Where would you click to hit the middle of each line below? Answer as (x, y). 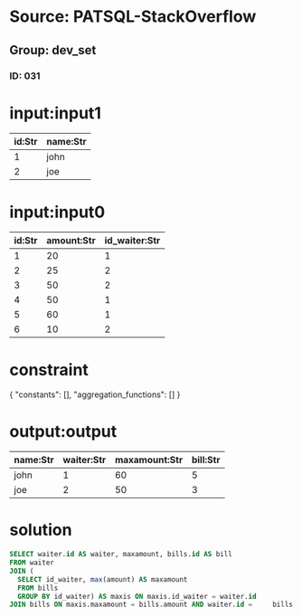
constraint (49, 370)
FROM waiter (32, 563)
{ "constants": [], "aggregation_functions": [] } (95, 394)
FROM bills (38, 588)
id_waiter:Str (132, 241)
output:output (63, 431)
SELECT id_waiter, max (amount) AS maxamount (103, 579)
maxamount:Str (149, 460)
